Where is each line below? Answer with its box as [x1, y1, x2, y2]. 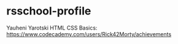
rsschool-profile [6, 4, 91, 18]
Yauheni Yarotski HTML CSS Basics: [6, 24, 98, 31]
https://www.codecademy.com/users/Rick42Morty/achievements [6, 30, 172, 37]
